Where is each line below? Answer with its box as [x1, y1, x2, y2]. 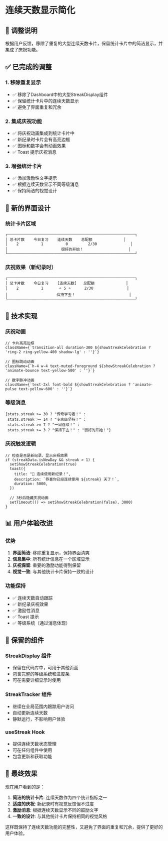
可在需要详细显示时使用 [12, 677, 61, 683]
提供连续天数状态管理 [12, 741, 56, 747]
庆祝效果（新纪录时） [5, 264, 56, 271]
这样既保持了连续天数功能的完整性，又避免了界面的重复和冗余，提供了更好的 [5, 824, 163, 830]
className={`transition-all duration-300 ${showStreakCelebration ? [5, 345, 151, 350]
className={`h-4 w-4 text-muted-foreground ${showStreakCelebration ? [5, 364, 155, 369]
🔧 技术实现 [5, 312, 37, 320]
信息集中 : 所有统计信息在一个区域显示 [12, 556, 90, 562]
